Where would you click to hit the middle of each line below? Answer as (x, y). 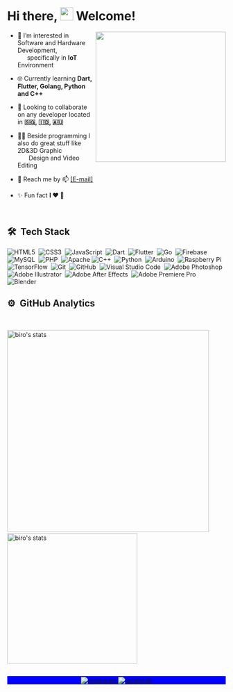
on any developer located (54, 114)
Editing (27, 165)
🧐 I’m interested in (43, 35)
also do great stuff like (49, 143)
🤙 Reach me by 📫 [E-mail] (55, 179)
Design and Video (54, 158)
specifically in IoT (52, 57)
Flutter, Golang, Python (51, 86)
